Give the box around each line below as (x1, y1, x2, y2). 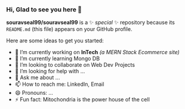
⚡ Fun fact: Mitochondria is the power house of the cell (14, 96, 150, 103)
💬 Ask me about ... (14, 74, 60, 81)
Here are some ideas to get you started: (6, 37, 104, 44)
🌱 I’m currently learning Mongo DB (14, 55, 100, 62)
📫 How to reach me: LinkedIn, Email (14, 80, 104, 88)
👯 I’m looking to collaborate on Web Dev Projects (14, 61, 135, 68)
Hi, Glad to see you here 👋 (6, 5, 82, 14)
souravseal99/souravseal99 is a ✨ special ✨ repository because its (6, 19, 175, 26)
